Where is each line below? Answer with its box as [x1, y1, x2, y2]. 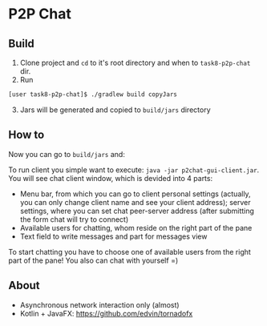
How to [8, 128, 45, 142]
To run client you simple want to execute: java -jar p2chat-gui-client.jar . [8, 165, 260, 175]
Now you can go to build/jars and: [8, 149, 126, 159]
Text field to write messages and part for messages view [19, 231, 208, 241]
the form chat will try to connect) [19, 214, 129, 224]
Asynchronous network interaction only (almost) [19, 300, 180, 309]
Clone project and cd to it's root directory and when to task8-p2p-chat [19, 58, 251, 67]
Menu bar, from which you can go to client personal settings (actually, [19, 189, 251, 199]
